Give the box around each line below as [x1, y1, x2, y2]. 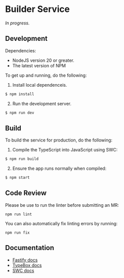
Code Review [5, 189, 47, 197]
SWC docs [12, 268, 35, 274]
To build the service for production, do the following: [5, 137, 113, 143]
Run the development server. [12, 101, 72, 107]
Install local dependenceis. [12, 82, 67, 88]
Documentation [5, 244, 55, 252]
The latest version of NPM [12, 62, 66, 68]
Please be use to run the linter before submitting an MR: [5, 202, 119, 208]
